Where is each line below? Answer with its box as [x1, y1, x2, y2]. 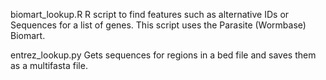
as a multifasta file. [10, 60, 88, 71]
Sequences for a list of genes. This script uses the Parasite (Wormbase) [10, 19, 307, 31]
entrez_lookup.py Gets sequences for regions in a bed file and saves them [10, 49, 317, 61]
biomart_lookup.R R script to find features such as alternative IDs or [10, 9, 290, 20]
